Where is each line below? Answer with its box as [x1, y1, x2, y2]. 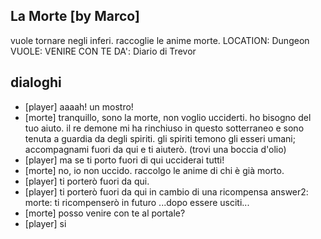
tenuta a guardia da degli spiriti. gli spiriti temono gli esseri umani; [24, 132, 296, 144]
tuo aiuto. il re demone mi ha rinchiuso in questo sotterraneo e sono [24, 122, 305, 134]
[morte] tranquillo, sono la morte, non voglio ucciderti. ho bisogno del [24, 111, 312, 123]
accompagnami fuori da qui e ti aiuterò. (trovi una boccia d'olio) [24, 143, 287, 155]
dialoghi [10, 74, 62, 91]
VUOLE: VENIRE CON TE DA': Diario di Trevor [10, 45, 197, 57]
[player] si [24, 217, 67, 229]
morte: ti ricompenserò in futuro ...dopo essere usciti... [24, 196, 250, 208]
